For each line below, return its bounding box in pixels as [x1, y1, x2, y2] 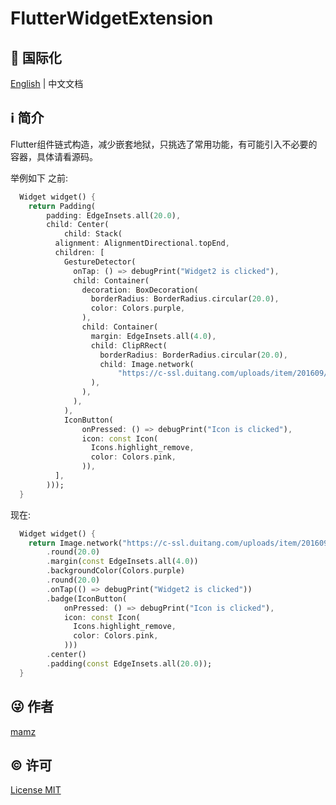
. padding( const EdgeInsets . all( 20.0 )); [46, 658, 213, 669]
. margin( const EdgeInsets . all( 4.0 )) [46, 557, 199, 567]
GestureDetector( [63, 257, 137, 267]
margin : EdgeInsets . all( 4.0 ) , [90, 331, 217, 341]
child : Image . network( [99, 359, 195, 369]
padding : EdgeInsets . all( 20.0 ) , [46, 210, 182, 221]
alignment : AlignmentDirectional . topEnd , [54, 238, 230, 249]
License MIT [10, 784, 62, 796]
